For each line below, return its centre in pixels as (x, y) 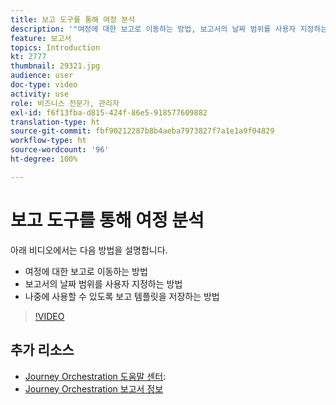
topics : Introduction (55, 47)
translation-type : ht (55, 122)
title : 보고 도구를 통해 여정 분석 (73, 19)
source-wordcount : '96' (60, 150)
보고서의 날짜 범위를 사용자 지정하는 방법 (103, 283)
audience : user (42, 76)
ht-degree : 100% (44, 159)
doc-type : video (44, 85)
